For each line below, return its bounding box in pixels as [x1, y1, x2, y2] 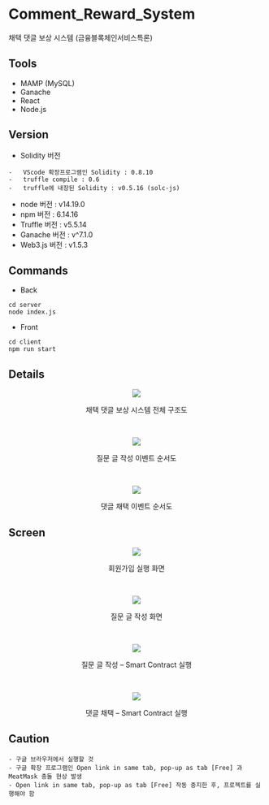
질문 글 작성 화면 [111, 612, 163, 621]
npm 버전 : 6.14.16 [20, 209, 79, 219]
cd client [8, 338, 42, 346]
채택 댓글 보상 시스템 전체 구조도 [85, 405, 188, 415]
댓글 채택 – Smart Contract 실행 [85, 708, 189, 717]
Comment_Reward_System [8, 5, 196, 24]
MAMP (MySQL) [20, 78, 76, 88]
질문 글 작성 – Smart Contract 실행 [80, 660, 193, 669]
